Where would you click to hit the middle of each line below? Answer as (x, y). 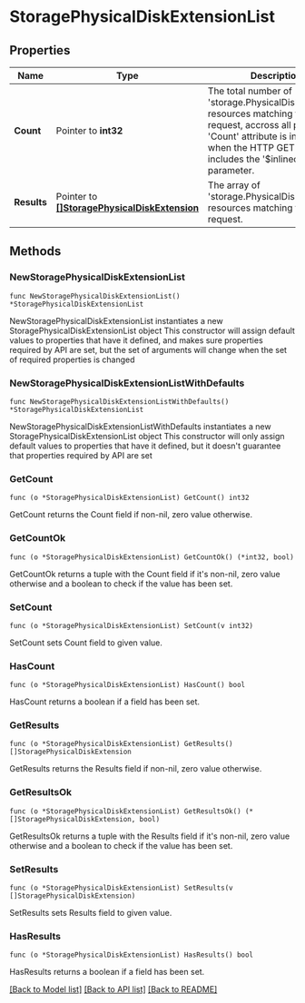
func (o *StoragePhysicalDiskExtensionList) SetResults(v (121, 888)
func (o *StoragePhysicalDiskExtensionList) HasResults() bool (132, 955)
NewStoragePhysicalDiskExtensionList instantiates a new (117, 320)
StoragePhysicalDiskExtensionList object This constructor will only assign (147, 436)
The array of (234, 185)
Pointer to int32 (89, 131)
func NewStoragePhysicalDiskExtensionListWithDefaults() (119, 401)
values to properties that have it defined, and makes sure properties (136, 340)
